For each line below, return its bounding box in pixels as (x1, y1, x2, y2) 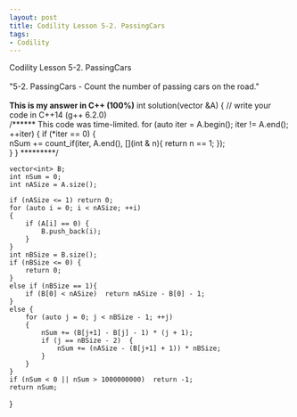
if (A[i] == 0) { (25, 219, 90, 228)
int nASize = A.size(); (9, 180, 98, 190)
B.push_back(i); (41, 227, 102, 236)
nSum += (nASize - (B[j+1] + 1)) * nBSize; (56, 344, 221, 353)
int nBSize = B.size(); (9, 250, 98, 259)
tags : (9, 29, 29, 38)
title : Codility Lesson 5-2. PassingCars (9, 21, 166, 30)
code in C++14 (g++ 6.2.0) (9, 110, 107, 120)
